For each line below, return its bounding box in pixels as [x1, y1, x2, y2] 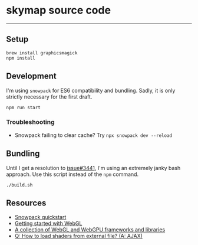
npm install [6, 55, 35, 61]
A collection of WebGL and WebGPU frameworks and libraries [14, 226, 166, 233]
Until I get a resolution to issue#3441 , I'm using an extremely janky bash [6, 164, 181, 171]
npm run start [6, 104, 41, 110]
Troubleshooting [6, 118, 55, 126]
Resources [6, 198, 47, 208]
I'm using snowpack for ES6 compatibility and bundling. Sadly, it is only [6, 87, 176, 94]
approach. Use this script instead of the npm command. [6, 171, 139, 178]
